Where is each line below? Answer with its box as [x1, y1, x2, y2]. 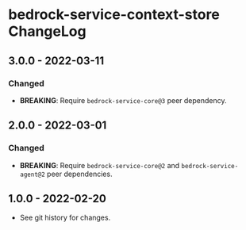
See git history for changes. [19, 213, 111, 223]
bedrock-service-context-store [8, 6, 220, 24]
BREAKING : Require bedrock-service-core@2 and [19, 160, 180, 170]
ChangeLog [8, 22, 86, 40]
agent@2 [19, 171, 45, 178]
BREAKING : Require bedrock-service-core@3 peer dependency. [19, 95, 228, 105]
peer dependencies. [46, 169, 113, 178]
